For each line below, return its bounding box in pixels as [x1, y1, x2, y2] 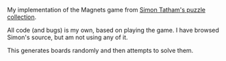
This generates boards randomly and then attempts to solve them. [7, 47, 194, 54]
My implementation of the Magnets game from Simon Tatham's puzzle [7, 6, 205, 14]
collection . [7, 13, 37, 21]
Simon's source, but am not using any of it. [7, 33, 128, 41]
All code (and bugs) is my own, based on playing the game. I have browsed [7, 26, 219, 34]
